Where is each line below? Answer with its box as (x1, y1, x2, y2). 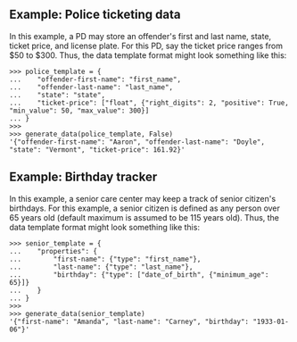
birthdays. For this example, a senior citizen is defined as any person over (9, 203, 281, 213)
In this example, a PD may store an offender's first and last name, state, (9, 30, 272, 41)
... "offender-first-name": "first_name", (9, 75, 181, 84)
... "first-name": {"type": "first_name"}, (9, 254, 202, 263)
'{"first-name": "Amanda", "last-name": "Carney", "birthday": (9, 317, 250, 326)
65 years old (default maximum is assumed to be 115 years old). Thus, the (9, 212, 279, 222)
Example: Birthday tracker (9, 170, 158, 185)
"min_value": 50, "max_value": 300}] (9, 106, 150, 115)
